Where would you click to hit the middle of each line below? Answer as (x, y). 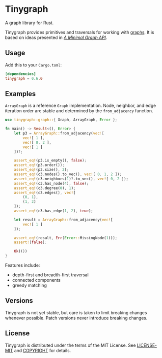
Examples (20, 94)
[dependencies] (21, 74)
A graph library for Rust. (29, 23)
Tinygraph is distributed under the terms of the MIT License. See (70, 345)
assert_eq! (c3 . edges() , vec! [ (45, 193)
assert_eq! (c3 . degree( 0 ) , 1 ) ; (45, 188)
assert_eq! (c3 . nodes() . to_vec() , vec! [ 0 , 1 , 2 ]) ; (68, 174)
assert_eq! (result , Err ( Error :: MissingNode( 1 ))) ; (66, 238)
